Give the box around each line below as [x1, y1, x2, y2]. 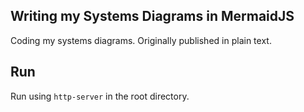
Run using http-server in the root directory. [10, 90, 190, 102]
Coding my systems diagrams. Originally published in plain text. [10, 34, 272, 46]
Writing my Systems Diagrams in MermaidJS [10, 8, 295, 25]
